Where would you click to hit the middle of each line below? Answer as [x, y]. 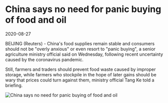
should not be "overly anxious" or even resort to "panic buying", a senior [80, 49]
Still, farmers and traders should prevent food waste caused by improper [80, 69]
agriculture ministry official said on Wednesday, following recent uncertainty [84, 54]
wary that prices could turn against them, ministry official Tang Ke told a [80, 80]
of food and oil [36, 20]
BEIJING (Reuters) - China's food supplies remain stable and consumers [80, 43]
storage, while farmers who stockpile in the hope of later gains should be [81, 74]
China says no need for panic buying [83, 9]
